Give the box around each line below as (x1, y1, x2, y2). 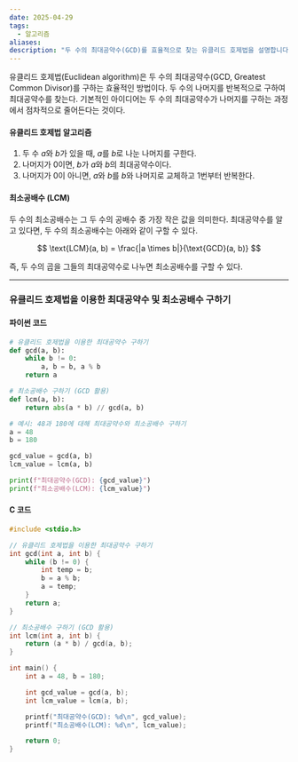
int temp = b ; (41, 566, 93, 575)
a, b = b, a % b (41, 362, 101, 371)
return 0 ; (25, 736, 62, 746)
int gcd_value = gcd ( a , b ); (25, 687, 129, 697)
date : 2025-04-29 (9, 12, 74, 22)
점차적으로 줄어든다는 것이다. (25, 105, 126, 115)
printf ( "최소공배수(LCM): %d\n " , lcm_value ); (25, 720, 187, 729)
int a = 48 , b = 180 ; (25, 672, 105, 681)
